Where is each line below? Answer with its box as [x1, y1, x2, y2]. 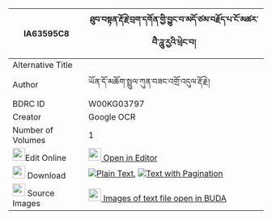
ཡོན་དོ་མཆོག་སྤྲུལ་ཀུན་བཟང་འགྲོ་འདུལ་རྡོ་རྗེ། [88, 76, 210, 87]
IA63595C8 [23, 28, 70, 39]
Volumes [12, 135, 46, 145]
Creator [12, 112, 42, 122]
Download [27, 170, 66, 181]
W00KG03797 [88, 99, 145, 109]
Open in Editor [103, 153, 158, 163]
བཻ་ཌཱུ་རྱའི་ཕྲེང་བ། [151, 36, 197, 48]
